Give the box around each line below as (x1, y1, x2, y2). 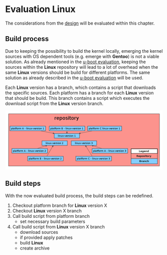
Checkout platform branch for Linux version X (12, 202, 107, 208)
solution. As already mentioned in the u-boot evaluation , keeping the (5, 59, 146, 65)
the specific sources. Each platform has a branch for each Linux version (5, 89, 154, 96)
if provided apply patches (19, 234, 73, 240)
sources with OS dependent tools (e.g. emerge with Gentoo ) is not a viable (5, 53, 159, 59)
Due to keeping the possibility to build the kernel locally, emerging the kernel (5, 48, 163, 54)
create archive (19, 245, 50, 251)
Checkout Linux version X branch (12, 207, 82, 214)
